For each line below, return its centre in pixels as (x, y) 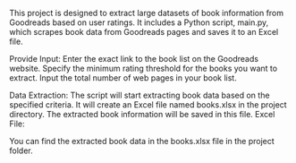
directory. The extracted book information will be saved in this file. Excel (142, 114)
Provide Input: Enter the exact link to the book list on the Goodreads (134, 59)
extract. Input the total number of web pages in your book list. (123, 78)
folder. (21, 150)
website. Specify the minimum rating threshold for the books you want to (144, 68)
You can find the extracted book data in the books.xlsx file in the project (142, 141)
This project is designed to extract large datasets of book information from (147, 13)
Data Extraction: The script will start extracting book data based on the (140, 95)
